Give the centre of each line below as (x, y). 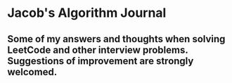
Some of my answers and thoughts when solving (116, 39)
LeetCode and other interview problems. (98, 50)
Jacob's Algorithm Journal (87, 13)
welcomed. (32, 72)
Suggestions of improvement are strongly (101, 61)
